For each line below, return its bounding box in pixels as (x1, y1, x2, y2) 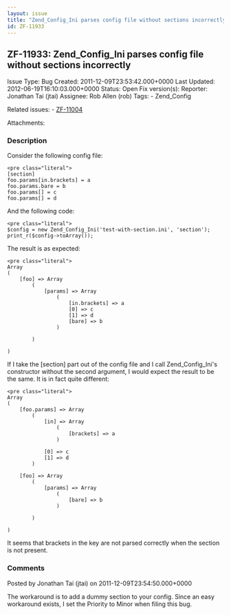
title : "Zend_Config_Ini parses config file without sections (7, 17, 189, 23)
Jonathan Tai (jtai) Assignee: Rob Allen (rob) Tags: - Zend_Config (7, 92, 191, 101)
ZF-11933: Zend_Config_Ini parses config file (7, 48, 204, 60)
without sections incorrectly (7, 59, 131, 71)
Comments (7, 563, 45, 573)
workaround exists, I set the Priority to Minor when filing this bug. (7, 600, 192, 608)
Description (7, 136, 47, 145)
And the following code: (7, 207, 75, 216)
